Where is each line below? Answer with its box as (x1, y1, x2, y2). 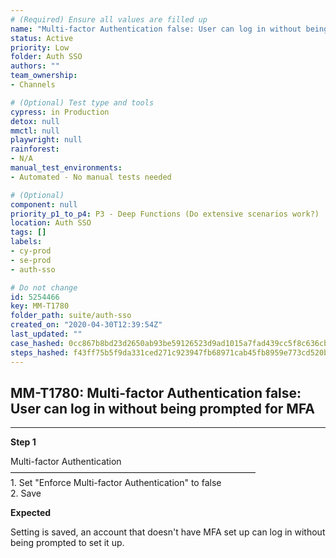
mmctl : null (10, 126, 60, 136)
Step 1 (10, 436, 37, 448)
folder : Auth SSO (10, 52, 83, 62)
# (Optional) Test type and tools (10, 97, 155, 108)
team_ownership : (10, 71, 78, 81)
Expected (10, 507, 52, 519)
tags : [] (10, 227, 47, 238)
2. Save (10, 487, 42, 500)
